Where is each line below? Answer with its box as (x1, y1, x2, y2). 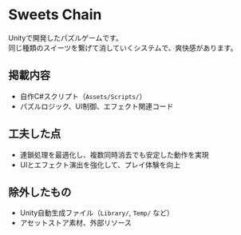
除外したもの (8, 185, 72, 199)
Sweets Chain (8, 6, 102, 24)
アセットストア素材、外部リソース (19, 218, 132, 228)
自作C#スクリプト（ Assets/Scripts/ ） (19, 91, 147, 101)
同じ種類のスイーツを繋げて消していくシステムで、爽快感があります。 (8, 42, 238, 53)
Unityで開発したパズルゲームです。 (8, 33, 123, 42)
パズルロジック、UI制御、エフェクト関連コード (19, 102, 174, 111)
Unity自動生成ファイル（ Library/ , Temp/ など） (19, 208, 174, 217)
